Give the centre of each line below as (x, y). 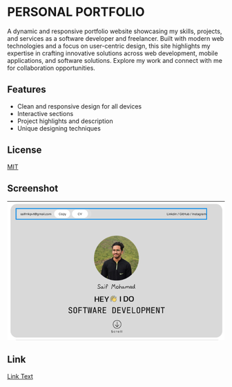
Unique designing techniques (59, 128)
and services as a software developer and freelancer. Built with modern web (116, 38)
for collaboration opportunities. (51, 68)
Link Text (20, 376)
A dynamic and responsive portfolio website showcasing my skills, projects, (115, 31)
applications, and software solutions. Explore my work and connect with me (115, 60)
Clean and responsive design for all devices (79, 106)
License (25, 150)
